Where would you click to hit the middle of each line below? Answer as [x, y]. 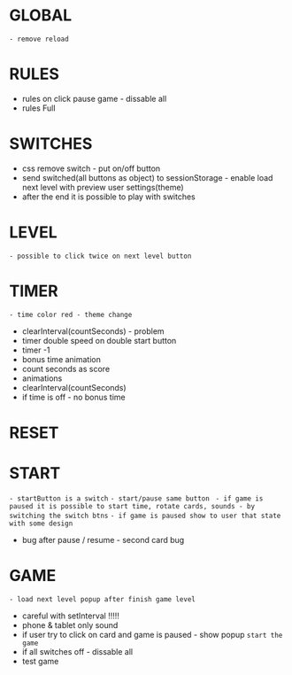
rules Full [38, 108]
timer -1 [36, 350]
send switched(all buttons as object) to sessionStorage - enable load [147, 177]
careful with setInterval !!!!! [70, 616]
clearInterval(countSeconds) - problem [93, 331]
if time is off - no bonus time [73, 397]
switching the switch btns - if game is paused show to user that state [145, 516]
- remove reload [39, 39]
